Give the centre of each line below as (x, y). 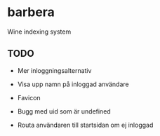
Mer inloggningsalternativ (54, 70)
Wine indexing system (39, 32)
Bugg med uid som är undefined (64, 111)
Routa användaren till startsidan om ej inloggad (85, 125)
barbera (31, 12)
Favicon (29, 97)
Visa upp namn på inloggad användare (73, 84)
